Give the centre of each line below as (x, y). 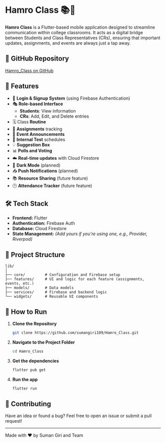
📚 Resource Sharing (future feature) (50, 178)
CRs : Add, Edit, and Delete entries (54, 116)
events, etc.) (20, 284)
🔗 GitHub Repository (37, 59)
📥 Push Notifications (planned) (45, 171)
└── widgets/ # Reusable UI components (52, 297)
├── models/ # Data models (40, 288)
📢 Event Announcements (39, 134)
